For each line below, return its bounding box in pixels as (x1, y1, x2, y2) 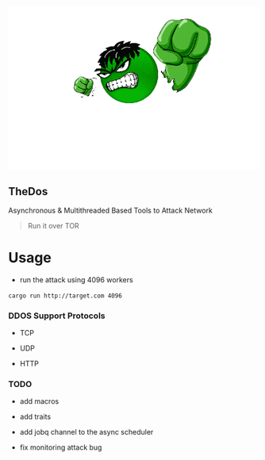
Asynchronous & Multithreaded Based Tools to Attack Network (8, 205, 213, 215)
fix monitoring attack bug (19, 443, 102, 452)
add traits (19, 412, 52, 422)
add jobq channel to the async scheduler (19, 427, 154, 437)
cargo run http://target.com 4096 (8, 292, 123, 300)
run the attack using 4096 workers (19, 274, 133, 284)
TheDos (8, 185, 48, 198)
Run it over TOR (27, 220, 79, 230)
